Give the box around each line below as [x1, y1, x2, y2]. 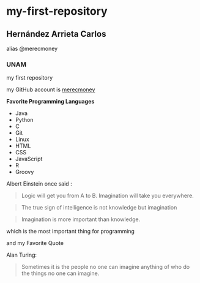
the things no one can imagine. [21, 270, 100, 277]
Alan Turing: [6, 251, 37, 258]
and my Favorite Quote [6, 240, 64, 247]
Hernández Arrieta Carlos [6, 29, 106, 39]
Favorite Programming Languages [6, 98, 95, 105]
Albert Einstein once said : [6, 180, 72, 187]
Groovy [15, 168, 34, 176]
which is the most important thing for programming [6, 228, 135, 235]
